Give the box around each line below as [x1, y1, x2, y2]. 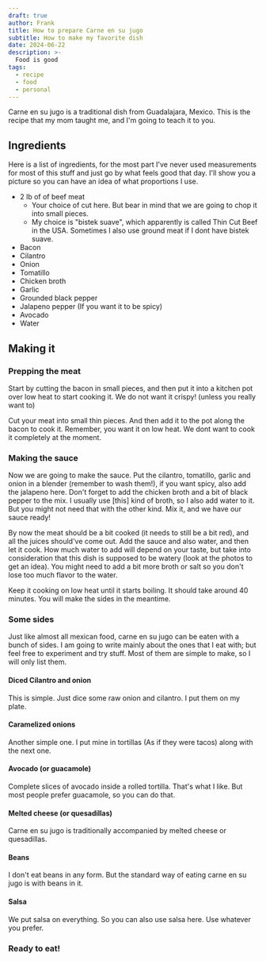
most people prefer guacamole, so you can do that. [8, 790, 176, 800]
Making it [8, 342, 55, 355]
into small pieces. [31, 209, 89, 218]
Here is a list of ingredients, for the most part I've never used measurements [8, 160, 257, 169]
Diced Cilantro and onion [8, 676, 92, 685]
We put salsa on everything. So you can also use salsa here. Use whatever [8, 914, 252, 924]
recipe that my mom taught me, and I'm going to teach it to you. [8, 116, 216, 125]
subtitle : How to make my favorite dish [8, 33, 144, 42]
